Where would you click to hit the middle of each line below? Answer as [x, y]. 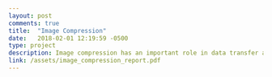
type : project [32, 46]
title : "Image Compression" [57, 30]
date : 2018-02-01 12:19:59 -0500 [68, 38]
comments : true [34, 23]
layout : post [30, 16]
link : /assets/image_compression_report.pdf [85, 61]
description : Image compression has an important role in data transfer [134, 53]
